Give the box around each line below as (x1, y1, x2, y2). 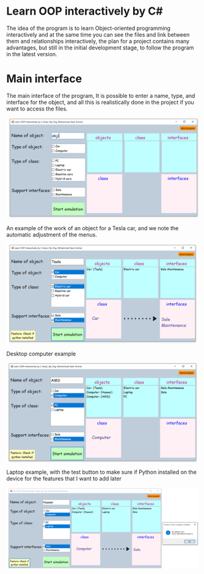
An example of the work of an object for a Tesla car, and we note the (6, 224, 179, 231)
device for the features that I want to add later (6, 474, 122, 482)
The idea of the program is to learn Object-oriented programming (6, 24, 171, 32)
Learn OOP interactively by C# (6, 4, 163, 18)
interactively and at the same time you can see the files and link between (6, 31, 190, 38)
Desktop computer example (6, 350, 76, 357)
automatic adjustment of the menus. (6, 231, 98, 238)
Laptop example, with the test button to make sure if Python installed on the (6, 468, 197, 476)
